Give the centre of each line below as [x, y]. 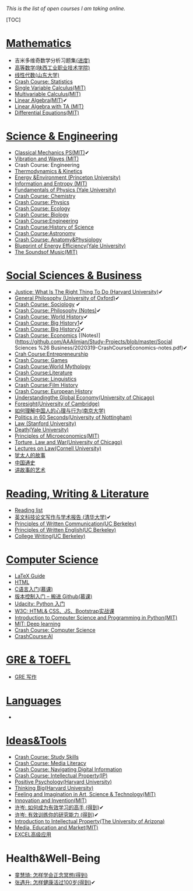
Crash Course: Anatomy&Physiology [58, 239]
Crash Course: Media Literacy [50, 763]
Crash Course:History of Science [54, 227]
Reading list [29, 510]
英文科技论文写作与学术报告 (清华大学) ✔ [63, 517]
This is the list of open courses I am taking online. [66, 8]
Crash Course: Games [41, 360]
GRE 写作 [25, 677]
